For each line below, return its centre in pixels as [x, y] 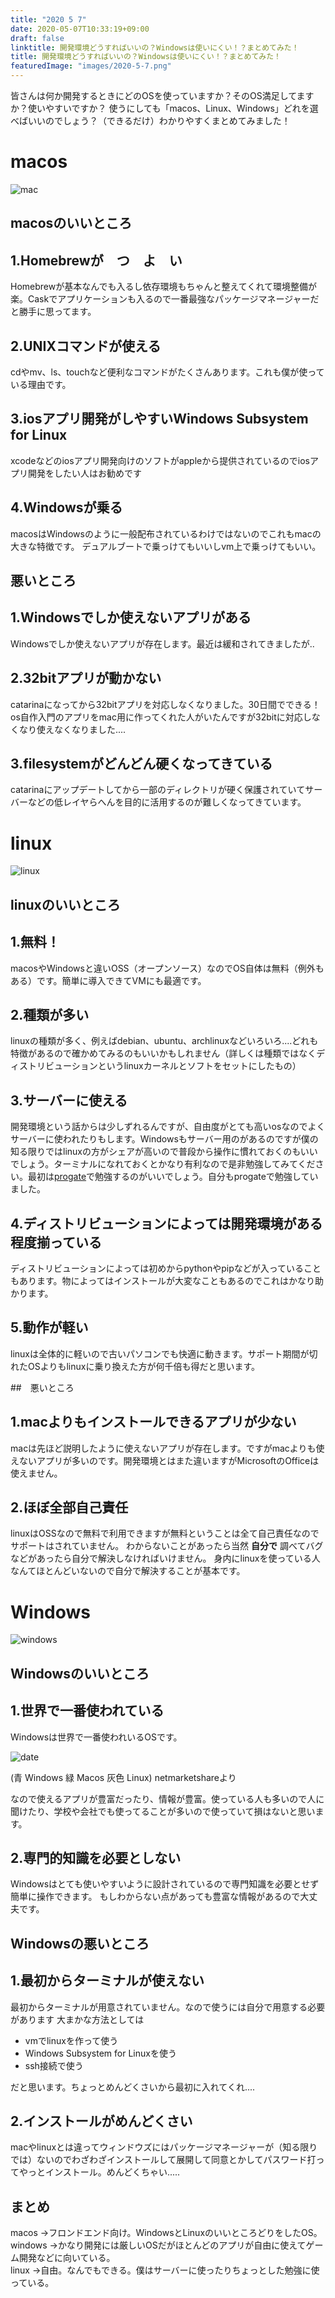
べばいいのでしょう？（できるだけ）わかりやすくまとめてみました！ [150, 120]
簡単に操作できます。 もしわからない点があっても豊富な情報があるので [155, 1897]
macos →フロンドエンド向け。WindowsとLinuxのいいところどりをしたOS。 [166, 2233]
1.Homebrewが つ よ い [96, 260]
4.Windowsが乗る [66, 507]
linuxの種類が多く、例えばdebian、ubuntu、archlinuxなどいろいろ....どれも [164, 1041]
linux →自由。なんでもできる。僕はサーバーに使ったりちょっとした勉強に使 [165, 2270]
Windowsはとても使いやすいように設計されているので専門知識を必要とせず [165, 1884]
